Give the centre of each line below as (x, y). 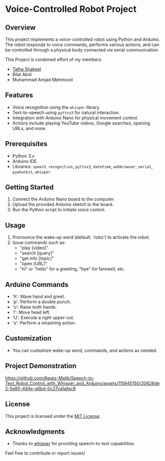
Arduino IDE (25, 161)
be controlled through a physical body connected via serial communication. (82, 50)
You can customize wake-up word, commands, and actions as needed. (85, 350)
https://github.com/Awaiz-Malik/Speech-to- (50, 378)
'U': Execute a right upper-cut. (43, 318)
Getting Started (29, 187)
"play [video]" (34, 248)
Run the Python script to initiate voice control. (59, 210)
